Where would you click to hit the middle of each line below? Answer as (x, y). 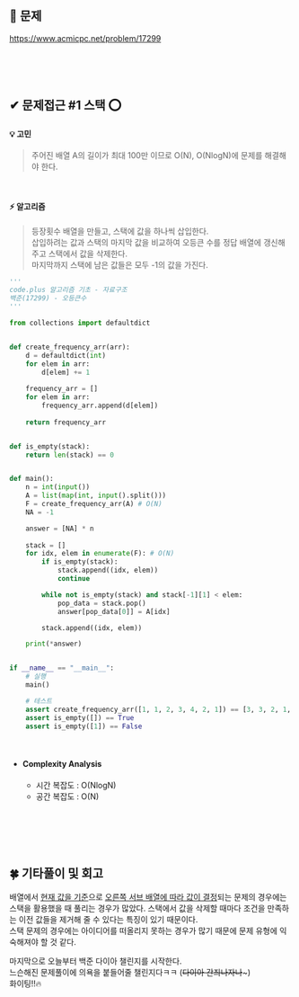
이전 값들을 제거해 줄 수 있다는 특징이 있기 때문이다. (108, 919)
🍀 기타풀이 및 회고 (56, 873)
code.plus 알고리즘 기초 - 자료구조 (68, 290)
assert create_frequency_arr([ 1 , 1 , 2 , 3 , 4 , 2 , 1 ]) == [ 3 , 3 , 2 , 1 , (158, 709)
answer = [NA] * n (60, 529)
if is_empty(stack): (80, 562)
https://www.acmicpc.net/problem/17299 (85, 38)
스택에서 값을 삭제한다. (88, 254)
